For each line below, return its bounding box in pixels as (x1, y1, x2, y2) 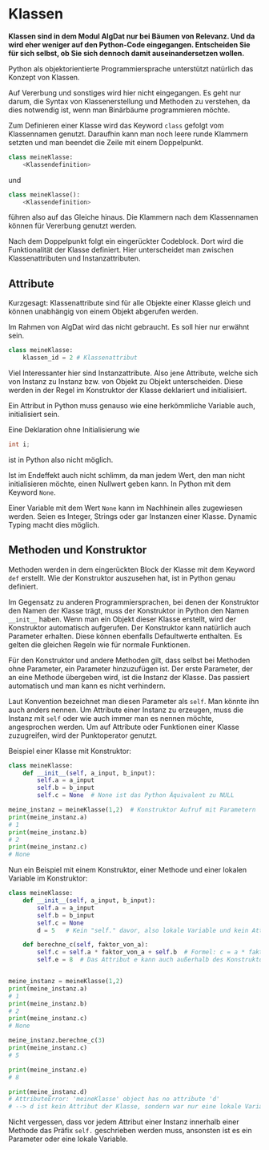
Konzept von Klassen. (8, 72, 80, 82)
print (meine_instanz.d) (8, 1087, 88, 1095)
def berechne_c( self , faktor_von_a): (22, 941, 149, 949)
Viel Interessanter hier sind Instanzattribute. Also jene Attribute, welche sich (8, 368, 259, 378)
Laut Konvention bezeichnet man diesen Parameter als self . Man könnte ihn (8, 696, 259, 706)
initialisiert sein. (8, 410, 60, 419)
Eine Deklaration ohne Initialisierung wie (8, 425, 140, 434)
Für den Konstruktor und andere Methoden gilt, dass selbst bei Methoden (8, 655, 251, 665)
